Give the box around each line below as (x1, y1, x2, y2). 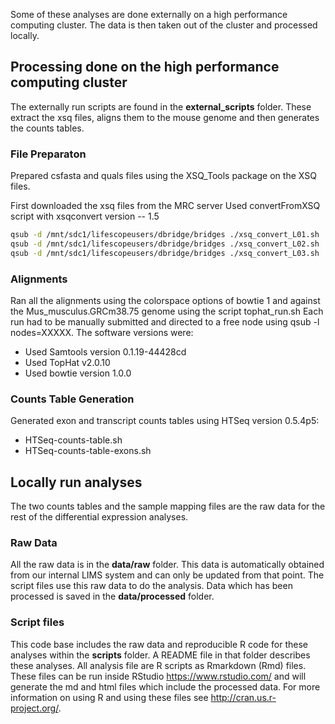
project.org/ (10, 702, 59, 714)
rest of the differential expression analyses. (10, 511, 189, 523)
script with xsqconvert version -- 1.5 (10, 210, 160, 223)
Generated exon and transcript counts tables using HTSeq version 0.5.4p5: (10, 415, 320, 427)
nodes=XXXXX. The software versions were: (10, 327, 194, 339)
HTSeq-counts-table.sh (24, 434, 123, 446)
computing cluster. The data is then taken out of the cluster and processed (10, 19, 318, 31)
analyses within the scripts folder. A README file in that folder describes (10, 649, 311, 661)
